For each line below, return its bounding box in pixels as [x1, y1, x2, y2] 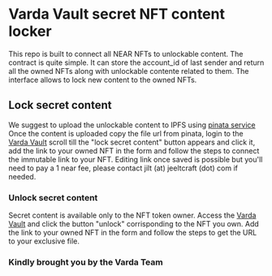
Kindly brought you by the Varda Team [8, 257, 164, 268]
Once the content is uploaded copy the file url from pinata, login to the [8, 128, 244, 138]
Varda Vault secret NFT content [8, 5, 226, 24]
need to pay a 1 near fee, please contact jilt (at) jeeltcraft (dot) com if [8, 163, 238, 173]
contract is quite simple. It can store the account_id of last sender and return [8, 58, 265, 67]
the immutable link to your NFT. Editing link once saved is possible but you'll [8, 154, 263, 164]
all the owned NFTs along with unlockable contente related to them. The [8, 66, 249, 75]
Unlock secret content [8, 192, 98, 203]
